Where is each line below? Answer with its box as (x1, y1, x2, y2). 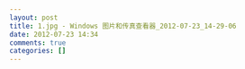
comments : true (9, 38, 67, 47)
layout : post (9, 13, 59, 22)
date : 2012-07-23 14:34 (9, 30, 99, 39)
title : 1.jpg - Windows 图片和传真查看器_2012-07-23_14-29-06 (9, 22, 237, 30)
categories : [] (9, 47, 67, 56)
